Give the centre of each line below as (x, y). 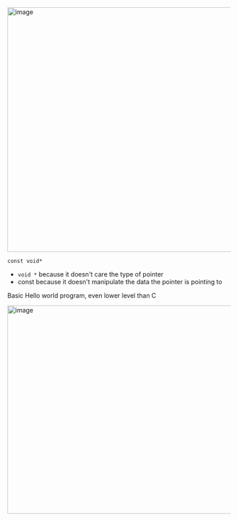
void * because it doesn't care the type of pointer (91, 274)
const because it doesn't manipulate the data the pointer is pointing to (120, 282)
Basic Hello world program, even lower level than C (82, 296)
